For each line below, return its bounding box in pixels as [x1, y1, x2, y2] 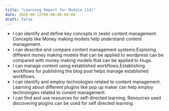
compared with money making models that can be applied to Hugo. [12, 58, 153, 64]
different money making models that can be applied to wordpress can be [12, 52, 164, 58]
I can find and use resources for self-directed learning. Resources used [12, 95, 161, 101]
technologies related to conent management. [12, 89, 106, 96]
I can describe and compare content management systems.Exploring [12, 46, 156, 53]
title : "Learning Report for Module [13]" [5, 7, 96, 13]
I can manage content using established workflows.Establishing [12, 63, 145, 69]
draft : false [5, 17, 33, 22]
